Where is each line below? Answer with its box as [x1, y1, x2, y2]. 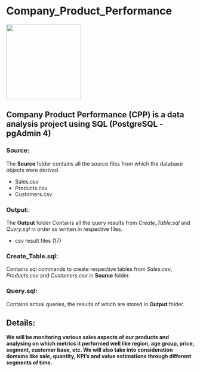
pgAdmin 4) [6, 129, 51, 139]
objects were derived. [6, 166, 60, 173]
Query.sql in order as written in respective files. [6, 225, 123, 233]
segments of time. [6, 359, 53, 366]
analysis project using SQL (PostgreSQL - [6, 119, 164, 129]
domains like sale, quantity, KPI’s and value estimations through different [6, 353, 192, 360]
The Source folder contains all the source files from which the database [6, 160, 183, 167]
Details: [6, 318, 36, 328]
